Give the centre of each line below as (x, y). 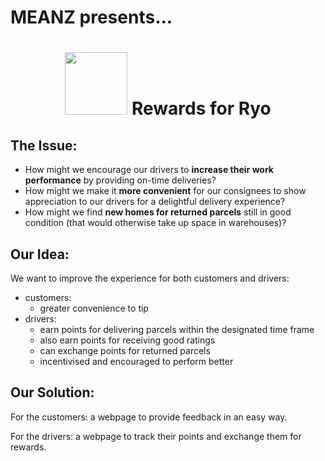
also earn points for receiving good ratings (127, 340)
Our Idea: (40, 254)
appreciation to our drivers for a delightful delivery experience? (155, 202)
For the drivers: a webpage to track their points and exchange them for (156, 436)
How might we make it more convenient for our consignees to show (165, 191)
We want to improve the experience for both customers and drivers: (150, 278)
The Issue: (44, 145)
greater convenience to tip (94, 308)
